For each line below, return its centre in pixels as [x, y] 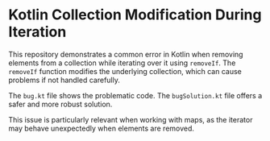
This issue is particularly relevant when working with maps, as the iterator [131, 119]
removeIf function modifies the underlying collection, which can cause [125, 71]
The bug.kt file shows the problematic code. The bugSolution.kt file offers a [135, 95]
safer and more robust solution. [60, 104]
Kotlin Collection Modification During [135, 15]
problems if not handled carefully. [64, 80]
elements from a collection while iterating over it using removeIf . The [122, 63]
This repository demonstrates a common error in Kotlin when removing [126, 54]
